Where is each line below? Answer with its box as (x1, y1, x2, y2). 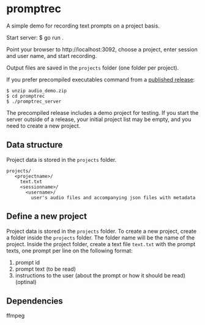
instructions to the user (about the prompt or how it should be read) (15, 271, 185, 279)
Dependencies (6, 296, 63, 306)
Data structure (6, 140, 63, 150)
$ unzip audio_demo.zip (6, 87, 67, 93)
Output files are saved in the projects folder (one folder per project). (6, 64, 179, 71)
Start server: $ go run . (6, 34, 64, 41)
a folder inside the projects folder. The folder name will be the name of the (6, 234, 195, 241)
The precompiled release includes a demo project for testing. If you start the (6, 109, 199, 116)
